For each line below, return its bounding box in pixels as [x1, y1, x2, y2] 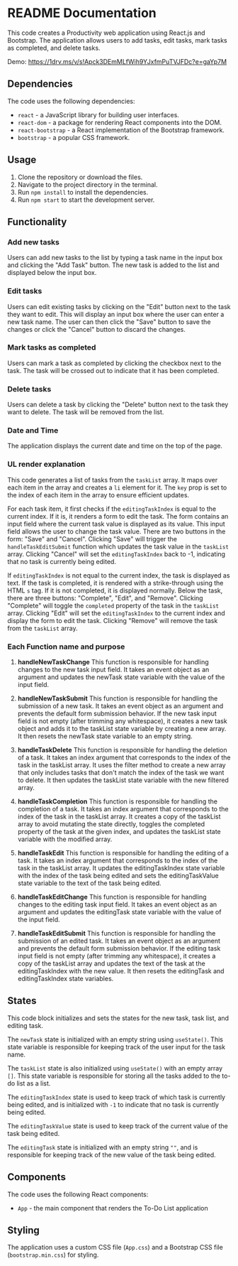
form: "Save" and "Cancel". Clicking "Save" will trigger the [7, 534, 178, 543]
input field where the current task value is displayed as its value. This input [7, 519, 225, 528]
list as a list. [16, 1078, 51, 1088]
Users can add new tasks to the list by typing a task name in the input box [7, 254, 223, 262]
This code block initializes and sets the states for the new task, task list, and [7, 1014, 229, 1022]
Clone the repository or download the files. [17, 173, 143, 181]
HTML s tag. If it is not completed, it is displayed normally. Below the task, [7, 586, 223, 595]
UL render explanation [7, 460, 86, 470]
